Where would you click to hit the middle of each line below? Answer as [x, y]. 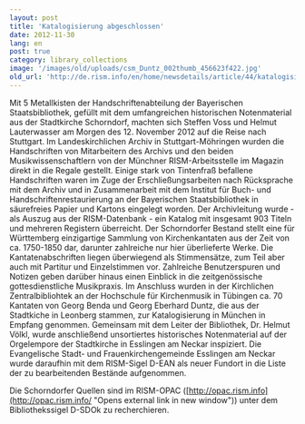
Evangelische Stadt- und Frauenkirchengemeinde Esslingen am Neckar [143, 353]
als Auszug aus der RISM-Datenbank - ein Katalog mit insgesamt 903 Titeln [151, 218]
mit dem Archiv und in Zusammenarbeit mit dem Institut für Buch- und [140, 189]
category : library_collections [69, 60]
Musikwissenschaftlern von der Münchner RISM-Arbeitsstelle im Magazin [147, 161]
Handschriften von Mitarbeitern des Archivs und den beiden [122, 151]
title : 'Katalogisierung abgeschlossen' [87, 26]
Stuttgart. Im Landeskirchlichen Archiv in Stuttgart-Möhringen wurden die [147, 141]
